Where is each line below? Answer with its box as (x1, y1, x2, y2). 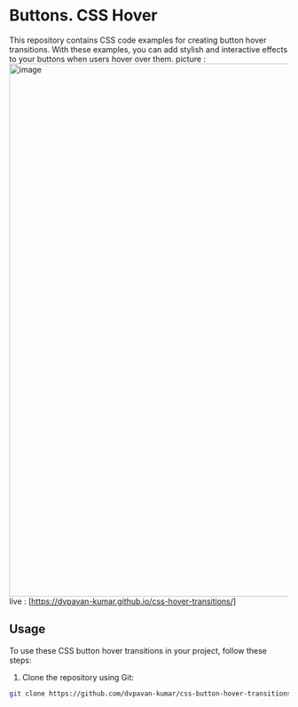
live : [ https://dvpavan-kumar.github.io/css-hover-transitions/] (9, 596, 237, 607)
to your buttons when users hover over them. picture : (9, 53, 207, 64)
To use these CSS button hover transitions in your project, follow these (9, 645, 268, 655)
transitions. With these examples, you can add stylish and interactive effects (9, 44, 288, 54)
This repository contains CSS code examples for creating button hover (9, 35, 267, 45)
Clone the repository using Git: (21, 671, 135, 682)
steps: (9, 655, 32, 665)
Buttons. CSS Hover (9, 5, 158, 26)
